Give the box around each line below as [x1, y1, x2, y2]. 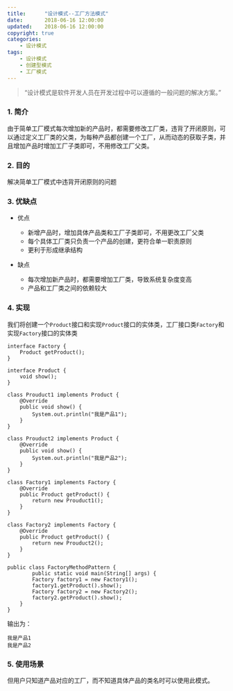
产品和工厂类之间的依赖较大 [27, 284, 107, 292]
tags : [7, 49, 23, 56]
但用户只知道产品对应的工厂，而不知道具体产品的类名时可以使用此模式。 [7, 676, 214, 684]
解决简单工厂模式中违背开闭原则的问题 [7, 178, 116, 186]
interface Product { [7, 367, 67, 374]
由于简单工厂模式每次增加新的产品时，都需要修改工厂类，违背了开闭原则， [7, 124, 220, 133]
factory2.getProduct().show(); [32, 594, 123, 601]
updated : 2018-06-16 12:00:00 [7, 23, 104, 30]
